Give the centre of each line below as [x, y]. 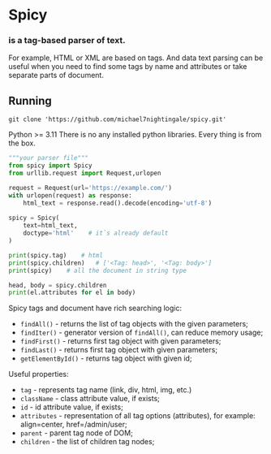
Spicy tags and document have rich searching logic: [95, 308]
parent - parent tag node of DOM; [77, 433]
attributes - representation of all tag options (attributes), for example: [138, 416]
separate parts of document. [56, 76]
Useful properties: [39, 374]
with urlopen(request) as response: [70, 195]
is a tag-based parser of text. [67, 41]
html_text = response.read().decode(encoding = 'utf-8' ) [118, 203]
